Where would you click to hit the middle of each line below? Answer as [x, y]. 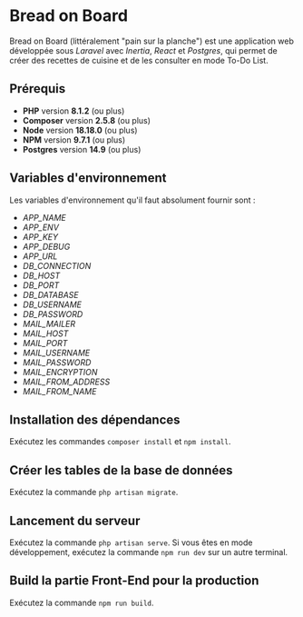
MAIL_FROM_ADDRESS [66, 382]
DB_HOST [41, 275]
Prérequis [38, 89]
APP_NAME [44, 217]
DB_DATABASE [50, 294]
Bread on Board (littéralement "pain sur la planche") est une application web [152, 41]
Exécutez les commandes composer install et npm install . [120, 442]
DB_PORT [41, 285]
